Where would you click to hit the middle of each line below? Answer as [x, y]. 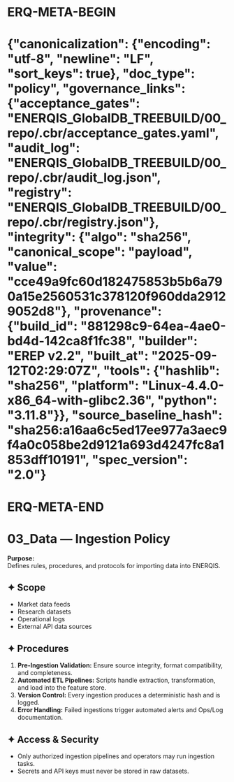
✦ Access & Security [53, 739]
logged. [28, 702]
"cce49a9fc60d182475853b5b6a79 [115, 282]
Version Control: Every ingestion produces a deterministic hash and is [119, 695]
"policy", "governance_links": [96, 89]
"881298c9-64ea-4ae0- [153, 326]
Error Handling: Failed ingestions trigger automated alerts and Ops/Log [120, 710]
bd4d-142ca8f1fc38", [71, 341]
